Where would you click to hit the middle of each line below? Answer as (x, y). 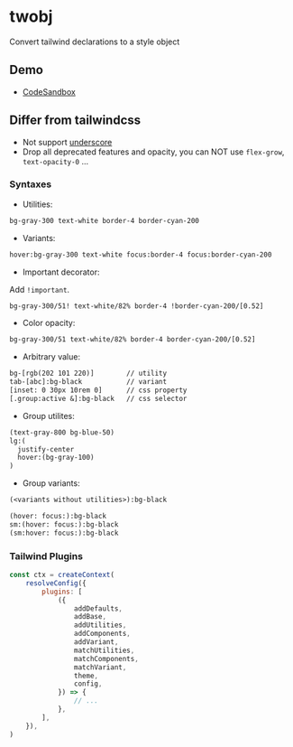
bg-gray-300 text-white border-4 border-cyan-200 (105, 220)
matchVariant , (100, 667)
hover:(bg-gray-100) (56, 458)
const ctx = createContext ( (62, 575)
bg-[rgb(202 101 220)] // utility (88, 373)
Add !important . (40, 289)
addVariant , (96, 642)
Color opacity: (49, 323)
